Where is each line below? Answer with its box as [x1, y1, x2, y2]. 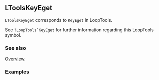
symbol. [5, 32, 21, 38]
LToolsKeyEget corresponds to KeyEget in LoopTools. [5, 17, 112, 23]
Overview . [5, 56, 26, 62]
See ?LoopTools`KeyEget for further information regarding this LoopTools [5, 27, 154, 33]
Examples [5, 68, 30, 75]
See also [5, 44, 26, 51]
